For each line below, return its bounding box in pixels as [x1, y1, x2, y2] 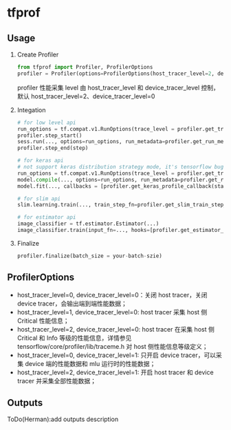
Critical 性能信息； [16, 316, 70, 325]
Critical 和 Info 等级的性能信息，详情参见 [16, 334, 132, 342]
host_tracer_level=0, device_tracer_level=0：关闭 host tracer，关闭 [16, 290, 208, 299]
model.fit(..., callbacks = [16, 182, 98, 190]
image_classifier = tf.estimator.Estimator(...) [16, 220, 159, 228]
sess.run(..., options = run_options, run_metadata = [16, 138, 166, 145]
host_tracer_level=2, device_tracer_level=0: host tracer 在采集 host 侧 [16, 325, 214, 333]
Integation [16, 105, 46, 114]
